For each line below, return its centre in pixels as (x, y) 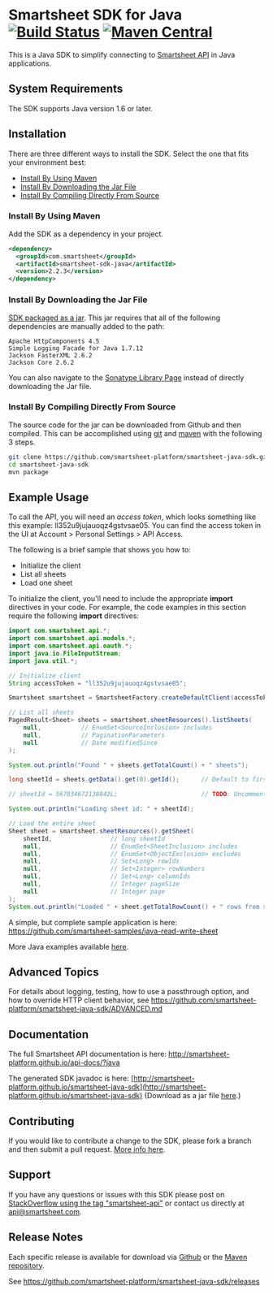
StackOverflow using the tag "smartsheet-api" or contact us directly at (127, 1203)
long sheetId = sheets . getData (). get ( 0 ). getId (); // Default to (129, 780)
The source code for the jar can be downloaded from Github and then (125, 425)
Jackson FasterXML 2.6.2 (50, 355)
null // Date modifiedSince (91, 742)
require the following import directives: (74, 616)
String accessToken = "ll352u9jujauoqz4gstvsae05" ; (97, 683)
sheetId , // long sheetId (94, 838)
